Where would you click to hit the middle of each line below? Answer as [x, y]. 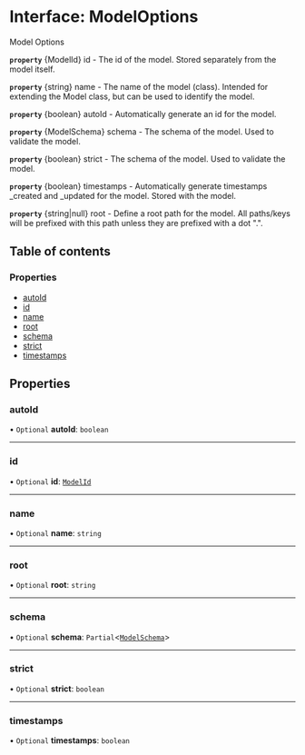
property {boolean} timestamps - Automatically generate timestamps [138, 186]
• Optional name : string [55, 532]
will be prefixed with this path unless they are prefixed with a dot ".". [136, 223]
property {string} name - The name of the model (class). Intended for [139, 86]
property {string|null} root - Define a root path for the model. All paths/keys [150, 213]
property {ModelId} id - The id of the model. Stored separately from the [143, 59]
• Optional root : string [53, 585]
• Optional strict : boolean [57, 689]
